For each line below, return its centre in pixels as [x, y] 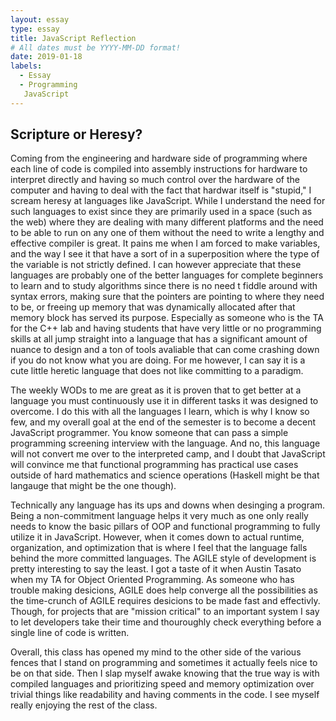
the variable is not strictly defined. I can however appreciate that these [156, 265]
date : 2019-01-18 [46, 57]
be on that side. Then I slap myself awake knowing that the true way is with [165, 673]
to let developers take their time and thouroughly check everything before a [166, 622]
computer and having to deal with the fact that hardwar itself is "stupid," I [161, 190]
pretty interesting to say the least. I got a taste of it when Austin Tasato [156, 569]
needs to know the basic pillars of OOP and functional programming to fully [165, 527]
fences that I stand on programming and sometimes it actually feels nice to [164, 663]
